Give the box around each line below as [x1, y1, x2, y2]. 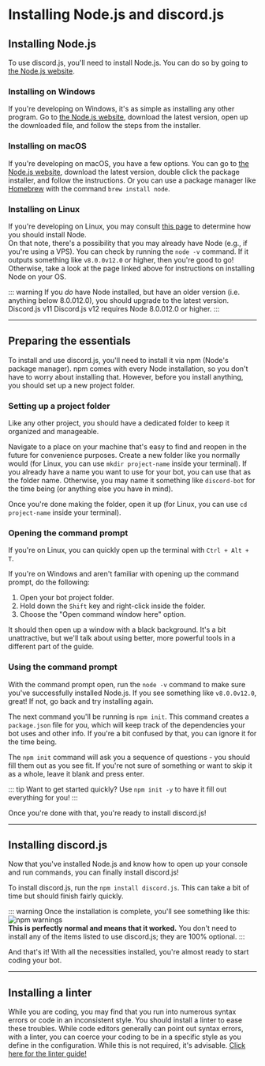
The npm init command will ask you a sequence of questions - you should [8, 752, 251, 762]
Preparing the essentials [8, 335, 132, 348]
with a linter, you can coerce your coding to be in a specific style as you [8, 1032, 242, 1041]
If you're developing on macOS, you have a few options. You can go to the [8, 158, 250, 168]
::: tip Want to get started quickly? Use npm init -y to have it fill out [8, 784, 227, 794]
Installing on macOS [8, 141, 87, 152]
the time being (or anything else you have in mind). [8, 484, 174, 493]
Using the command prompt [8, 662, 118, 673]
